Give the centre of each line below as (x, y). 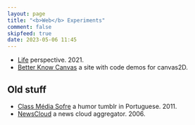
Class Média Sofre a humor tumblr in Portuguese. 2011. (97, 106)
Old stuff (27, 90)
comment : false (30, 27)
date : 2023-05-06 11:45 (42, 40)
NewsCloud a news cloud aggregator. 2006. (81, 114)
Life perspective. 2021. (51, 60)
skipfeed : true (30, 33)
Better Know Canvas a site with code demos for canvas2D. (102, 67)
